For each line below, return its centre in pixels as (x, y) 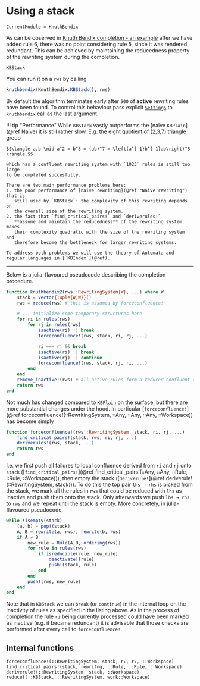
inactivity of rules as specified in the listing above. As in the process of (93, 610)
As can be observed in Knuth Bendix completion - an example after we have (99, 37)
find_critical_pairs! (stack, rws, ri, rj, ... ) (77, 438)
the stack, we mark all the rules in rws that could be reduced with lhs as (94, 491)
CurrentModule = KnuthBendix (42, 27)
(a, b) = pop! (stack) (43, 526)
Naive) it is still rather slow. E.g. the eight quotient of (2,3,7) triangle (104, 131)
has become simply (30, 421)
